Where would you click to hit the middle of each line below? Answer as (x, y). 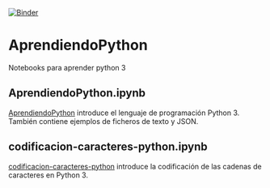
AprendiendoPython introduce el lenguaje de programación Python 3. (124, 113)
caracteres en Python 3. (49, 175)
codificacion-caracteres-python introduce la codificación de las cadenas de (135, 166)
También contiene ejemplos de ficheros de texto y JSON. (103, 121)
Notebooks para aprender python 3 (67, 67)
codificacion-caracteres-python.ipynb (108, 147)
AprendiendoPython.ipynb (77, 93)
